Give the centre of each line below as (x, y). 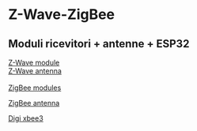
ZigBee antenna (34, 103)
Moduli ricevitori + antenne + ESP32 (99, 44)
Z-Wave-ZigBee (62, 15)
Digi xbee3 (26, 118)
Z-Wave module (34, 62)
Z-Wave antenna (35, 71)
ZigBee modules (35, 88)
